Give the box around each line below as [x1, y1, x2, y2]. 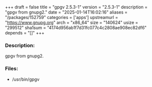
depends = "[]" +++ [5, 30, 45, 35]
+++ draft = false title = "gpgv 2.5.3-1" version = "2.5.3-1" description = [5, 4, 148, 10]
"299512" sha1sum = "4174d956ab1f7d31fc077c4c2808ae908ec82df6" [5, 25, 147, 31]
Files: [5, 65, 18, 72]
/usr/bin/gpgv [12, 76, 40, 82]
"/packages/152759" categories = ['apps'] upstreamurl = [5, 15, 119, 20]
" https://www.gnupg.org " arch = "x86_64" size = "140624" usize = [5, 19, 138, 25]
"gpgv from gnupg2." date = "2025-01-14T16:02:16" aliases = [5, 9, 128, 15]
